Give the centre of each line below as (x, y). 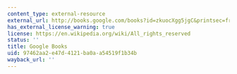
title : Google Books (38, 47)
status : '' (23, 40)
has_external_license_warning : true (61, 27)
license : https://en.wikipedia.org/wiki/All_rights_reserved (99, 33)
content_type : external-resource (56, 14)
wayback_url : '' (31, 60)
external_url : (28, 20)
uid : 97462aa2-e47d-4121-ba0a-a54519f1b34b (72, 54)
